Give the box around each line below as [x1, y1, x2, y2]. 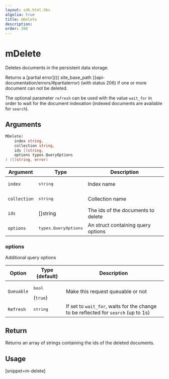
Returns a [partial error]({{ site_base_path [5, 74, 92, 81]
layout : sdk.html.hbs [5, 7, 51, 13]
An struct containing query [88, 221, 151, 228]
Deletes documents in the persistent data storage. [5, 65, 109, 71]
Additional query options [5, 255, 56, 261]
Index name [88, 180, 116, 187]
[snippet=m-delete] [5, 368, 46, 374]
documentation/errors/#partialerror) [5, 80, 80, 86]
